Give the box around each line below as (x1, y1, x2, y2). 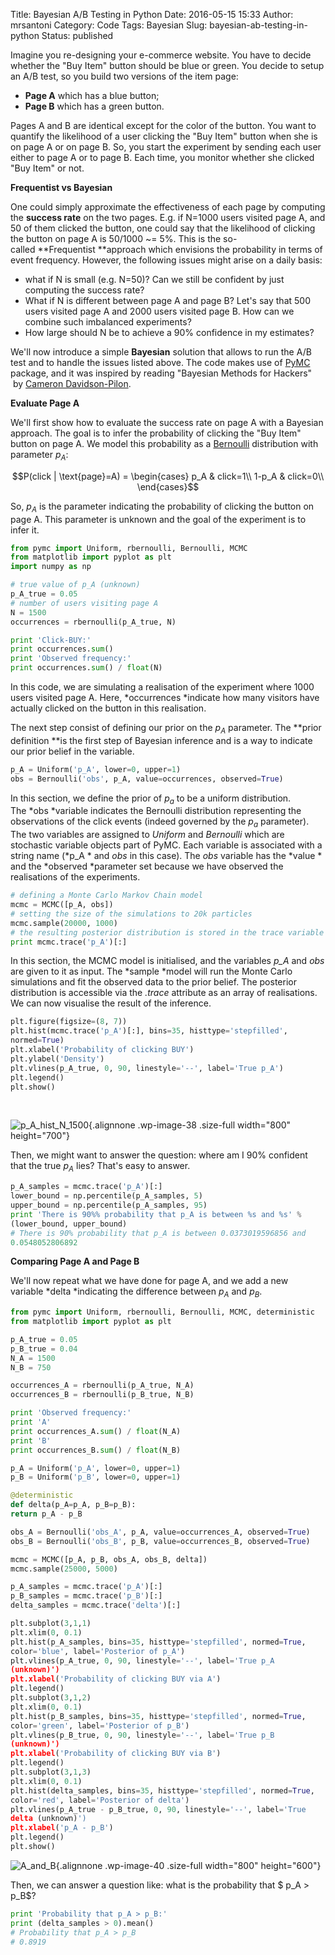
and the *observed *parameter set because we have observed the (10, 860, 284, 873)
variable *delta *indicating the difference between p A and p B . (10, 1285, 263, 1300)
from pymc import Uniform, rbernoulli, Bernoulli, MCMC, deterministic (10, 1307, 315, 1318)
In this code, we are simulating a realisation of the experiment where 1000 (10, 681, 315, 693)
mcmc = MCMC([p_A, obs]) (10, 900, 114, 910)
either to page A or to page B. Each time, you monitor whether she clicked (10, 152, 315, 163)
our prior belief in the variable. (10, 745, 135, 757)
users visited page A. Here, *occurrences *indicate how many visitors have (10, 692, 320, 704)
